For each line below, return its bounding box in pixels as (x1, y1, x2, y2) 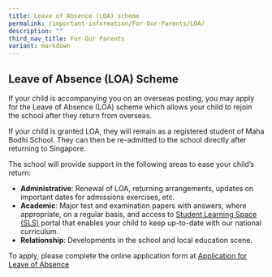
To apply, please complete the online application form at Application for (8, 250, 248, 260)
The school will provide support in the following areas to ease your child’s (8, 159, 254, 168)
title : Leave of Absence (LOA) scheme (8, 11, 140, 20)
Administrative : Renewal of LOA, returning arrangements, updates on (19, 183, 254, 193)
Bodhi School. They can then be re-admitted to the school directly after (8, 134, 247, 144)
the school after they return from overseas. (8, 110, 153, 120)
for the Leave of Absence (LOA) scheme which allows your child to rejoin (8, 102, 253, 112)
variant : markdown (8, 42, 71, 50)
